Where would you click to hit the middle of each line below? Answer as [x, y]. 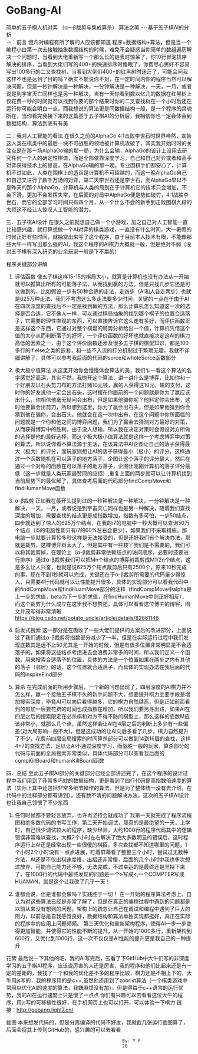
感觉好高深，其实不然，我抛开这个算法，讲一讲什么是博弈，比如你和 [103, 377]
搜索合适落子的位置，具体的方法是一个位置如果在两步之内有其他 [113, 659]
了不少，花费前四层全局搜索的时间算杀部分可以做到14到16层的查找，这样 [103, 738]
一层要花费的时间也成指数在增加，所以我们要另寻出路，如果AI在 [113, 709]
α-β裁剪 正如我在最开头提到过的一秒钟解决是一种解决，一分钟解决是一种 [102, 500]
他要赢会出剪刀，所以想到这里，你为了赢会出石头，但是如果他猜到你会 [105, 407]
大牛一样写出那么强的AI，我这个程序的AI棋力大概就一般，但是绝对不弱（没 [101, 244]
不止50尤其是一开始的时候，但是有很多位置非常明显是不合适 [118, 645]
